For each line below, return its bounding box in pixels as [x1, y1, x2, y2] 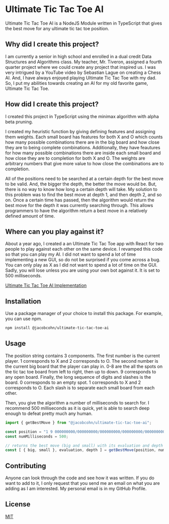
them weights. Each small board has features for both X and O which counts [5, 134, 163, 140]
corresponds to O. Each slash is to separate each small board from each [5, 384, 155, 390]
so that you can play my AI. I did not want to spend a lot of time [5, 251, 136, 257]
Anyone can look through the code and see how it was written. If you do [5, 475, 154, 481]
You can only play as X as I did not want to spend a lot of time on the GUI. [5, 262, 157, 268]
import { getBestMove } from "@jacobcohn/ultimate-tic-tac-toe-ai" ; [5, 420, 152, 425]
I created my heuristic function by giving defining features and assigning [5, 128, 155, 134]
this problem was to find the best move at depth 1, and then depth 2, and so [5, 191, 162, 197]
